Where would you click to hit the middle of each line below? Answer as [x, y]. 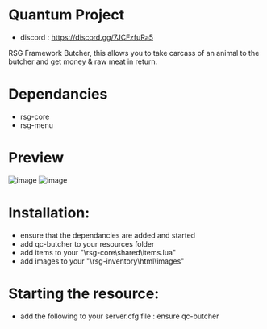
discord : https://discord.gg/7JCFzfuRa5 [87, 37]
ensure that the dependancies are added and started [108, 235]
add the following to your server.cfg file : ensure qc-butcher [119, 316]
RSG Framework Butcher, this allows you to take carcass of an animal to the [134, 53]
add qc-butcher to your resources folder [87, 243]
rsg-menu [37, 125]
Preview [36, 158]
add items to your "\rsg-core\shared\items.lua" [98, 252]
